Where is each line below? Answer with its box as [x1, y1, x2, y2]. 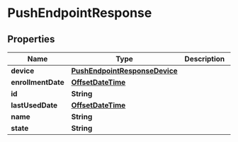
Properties [7, 33, 55, 45]
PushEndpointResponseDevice [71, 66, 178, 76]
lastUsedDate [11, 100, 58, 110]
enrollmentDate [11, 78, 65, 87]
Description [184, 54, 225, 64]
